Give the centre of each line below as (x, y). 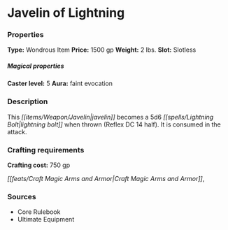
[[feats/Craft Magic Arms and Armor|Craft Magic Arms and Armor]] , (106, 179)
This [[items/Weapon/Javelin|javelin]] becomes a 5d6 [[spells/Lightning (111, 117)
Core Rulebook (39, 212)
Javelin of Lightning (66, 13)
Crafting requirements (46, 150)
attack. (17, 131)
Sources (22, 196)
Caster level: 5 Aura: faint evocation (60, 84)
